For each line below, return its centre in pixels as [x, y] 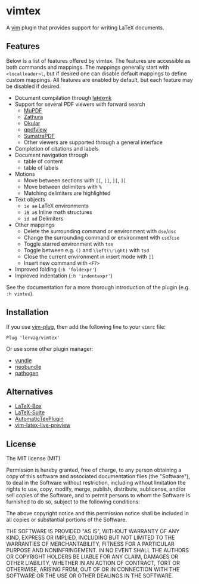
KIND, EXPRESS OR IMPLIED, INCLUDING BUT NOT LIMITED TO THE [91, 538]
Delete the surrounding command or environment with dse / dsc [100, 231]
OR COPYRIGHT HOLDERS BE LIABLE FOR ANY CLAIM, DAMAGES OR [92, 557]
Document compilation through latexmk [63, 97]
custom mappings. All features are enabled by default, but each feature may [99, 80]
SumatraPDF [39, 136]
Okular [32, 123]
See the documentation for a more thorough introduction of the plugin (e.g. [98, 287]
